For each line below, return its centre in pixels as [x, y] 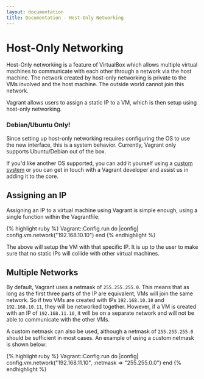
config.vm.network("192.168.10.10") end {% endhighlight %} [81, 235]
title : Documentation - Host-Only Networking [65, 18]
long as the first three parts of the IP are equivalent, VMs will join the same [100, 293]
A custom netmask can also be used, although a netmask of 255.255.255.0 [100, 331]
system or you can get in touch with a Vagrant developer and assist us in [97, 169]
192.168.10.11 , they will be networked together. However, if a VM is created [101, 307]
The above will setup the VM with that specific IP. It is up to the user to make [102, 247]
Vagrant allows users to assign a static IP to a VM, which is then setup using [102, 103]
